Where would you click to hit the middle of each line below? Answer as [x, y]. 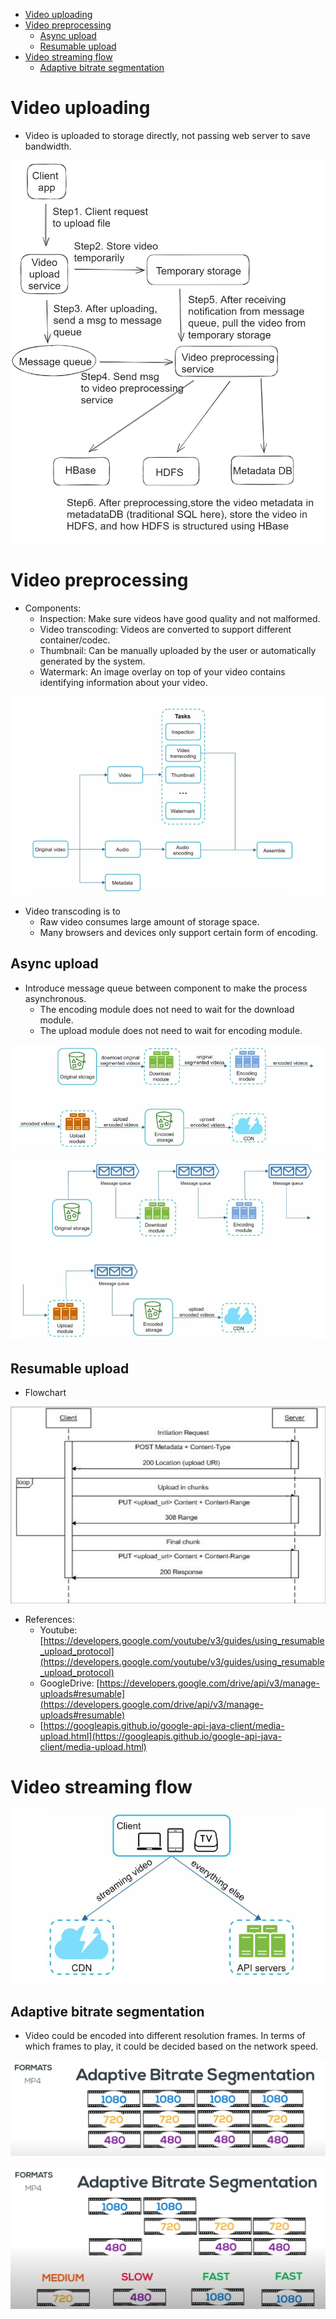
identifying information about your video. [123, 682]
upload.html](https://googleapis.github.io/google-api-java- [160, 1736]
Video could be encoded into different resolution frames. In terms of [165, 2036]
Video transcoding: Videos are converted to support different [165, 629]
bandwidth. [48, 146]
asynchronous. [55, 998]
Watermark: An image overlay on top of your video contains [162, 671]
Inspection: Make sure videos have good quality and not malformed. [180, 618]
